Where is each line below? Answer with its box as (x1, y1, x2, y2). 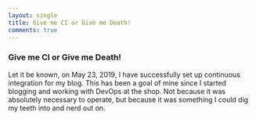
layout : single (8, 11, 58, 20)
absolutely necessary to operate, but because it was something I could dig (8, 95, 249, 104)
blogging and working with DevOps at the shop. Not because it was (8, 86, 225, 96)
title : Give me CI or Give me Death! (8, 19, 132, 27)
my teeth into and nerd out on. (8, 103, 106, 112)
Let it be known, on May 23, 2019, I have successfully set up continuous (8, 70, 241, 79)
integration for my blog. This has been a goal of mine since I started (8, 78, 227, 87)
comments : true (8, 26, 58, 34)
